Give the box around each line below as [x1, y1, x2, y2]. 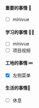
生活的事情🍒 [5, 85, 31, 91]
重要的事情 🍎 [5, 5, 32, 11]
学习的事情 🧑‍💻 [5, 29, 34, 35]
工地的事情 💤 [5, 60, 33, 66]
